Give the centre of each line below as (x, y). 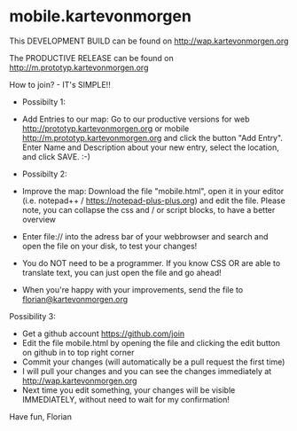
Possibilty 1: (44, 102)
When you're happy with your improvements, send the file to (133, 289)
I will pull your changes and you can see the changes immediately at (147, 371)
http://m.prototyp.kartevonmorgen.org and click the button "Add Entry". (152, 137)
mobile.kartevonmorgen (101, 16)
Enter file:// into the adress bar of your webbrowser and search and (145, 236)
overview (39, 219)
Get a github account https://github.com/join (103, 333)
